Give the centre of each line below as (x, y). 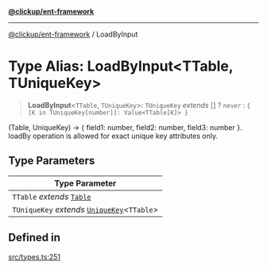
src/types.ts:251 (35, 256)
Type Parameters (52, 161)
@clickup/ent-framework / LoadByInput (73, 34)
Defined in (35, 238)
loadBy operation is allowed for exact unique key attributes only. (113, 136)
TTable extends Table (52, 196)
